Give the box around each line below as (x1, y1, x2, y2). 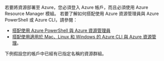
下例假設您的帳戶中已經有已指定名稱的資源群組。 (5, 50, 106, 56)
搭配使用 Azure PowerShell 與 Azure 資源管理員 (12, 27, 111, 33)
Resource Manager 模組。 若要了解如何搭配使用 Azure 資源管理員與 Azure (5, 10, 159, 16)
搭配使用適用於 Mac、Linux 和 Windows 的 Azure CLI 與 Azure (12, 34, 142, 39)
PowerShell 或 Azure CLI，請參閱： (5, 17, 78, 22)
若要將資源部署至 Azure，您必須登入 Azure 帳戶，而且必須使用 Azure (5, 4, 148, 10)
